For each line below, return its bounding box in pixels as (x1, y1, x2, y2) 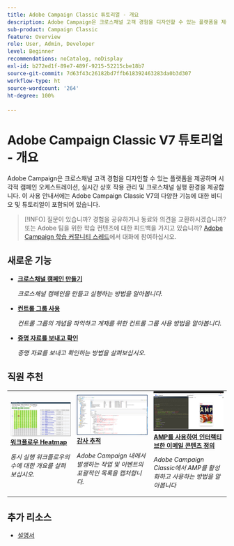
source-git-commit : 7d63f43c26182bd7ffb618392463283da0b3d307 (7, 70, 192, 77)
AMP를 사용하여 (153, 432, 198, 441)
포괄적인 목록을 (76, 469, 118, 477)
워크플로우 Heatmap (10, 438, 68, 446)
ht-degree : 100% (7, 92, 54, 99)
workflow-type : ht (7, 77, 61, 84)
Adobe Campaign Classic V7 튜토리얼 (7, 132, 224, 148)
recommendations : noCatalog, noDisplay (7, 56, 123, 63)
